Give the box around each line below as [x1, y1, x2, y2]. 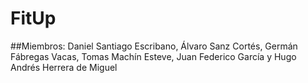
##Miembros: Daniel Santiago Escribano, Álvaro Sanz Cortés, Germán [10, 40, 298, 52]
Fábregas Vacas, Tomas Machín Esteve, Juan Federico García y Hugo [10, 50, 297, 62]
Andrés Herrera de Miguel [10, 61, 118, 73]
